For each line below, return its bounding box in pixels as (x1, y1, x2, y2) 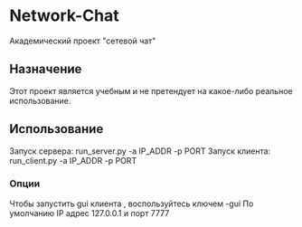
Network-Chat (9, 5, 119, 26)
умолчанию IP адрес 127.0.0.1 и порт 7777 (9, 207, 170, 218)
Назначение (9, 61, 82, 77)
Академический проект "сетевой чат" (9, 35, 156, 46)
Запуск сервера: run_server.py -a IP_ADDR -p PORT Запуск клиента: (9, 146, 271, 156)
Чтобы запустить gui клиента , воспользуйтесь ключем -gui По (9, 198, 254, 209)
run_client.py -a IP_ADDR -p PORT (9, 155, 137, 166)
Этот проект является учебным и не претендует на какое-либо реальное (9, 85, 293, 96)
